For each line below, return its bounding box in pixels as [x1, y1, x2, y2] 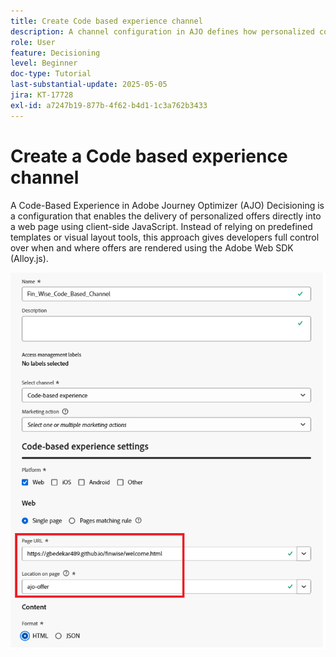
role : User [10, 37, 56, 47]
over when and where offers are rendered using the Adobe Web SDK [10, 241, 294, 254]
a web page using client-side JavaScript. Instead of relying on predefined [10, 220, 313, 232]
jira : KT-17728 [10, 90, 74, 100]
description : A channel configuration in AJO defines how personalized [10, 26, 315, 37]
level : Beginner [10, 58, 78, 69]
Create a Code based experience [10, 145, 288, 167]
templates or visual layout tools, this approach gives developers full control [10, 231, 320, 243]
